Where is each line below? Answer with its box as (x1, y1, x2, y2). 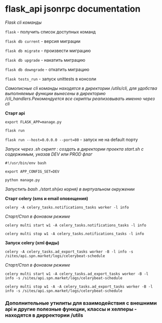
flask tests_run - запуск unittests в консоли (5, 76, 97, 82)
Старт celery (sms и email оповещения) (5, 195, 88, 201)
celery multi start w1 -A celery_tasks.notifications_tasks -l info (5, 222, 146, 228)
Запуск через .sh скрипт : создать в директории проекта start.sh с (5, 146, 144, 152)
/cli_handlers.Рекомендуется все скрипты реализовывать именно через (5, 96, 155, 102)
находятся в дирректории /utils (5, 312, 83, 319)
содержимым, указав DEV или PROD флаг (5, 151, 93, 157)
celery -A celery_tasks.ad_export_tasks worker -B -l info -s (5, 249, 133, 254)
